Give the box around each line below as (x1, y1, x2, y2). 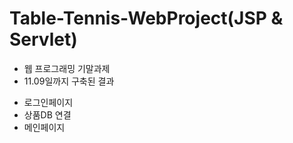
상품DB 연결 (23, 108, 72, 121)
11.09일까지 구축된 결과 (23, 75, 115, 87)
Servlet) (9, 28, 78, 51)
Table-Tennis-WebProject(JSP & (9, 7, 284, 30)
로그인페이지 (23, 96, 74, 108)
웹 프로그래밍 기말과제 (23, 62, 111, 74)
